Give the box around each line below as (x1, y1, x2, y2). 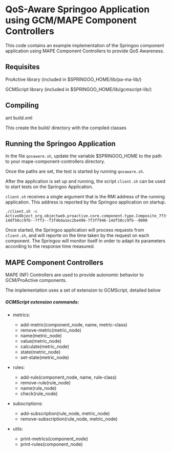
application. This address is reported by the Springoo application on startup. (5, 199, 166, 206)
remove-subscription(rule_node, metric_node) (20, 416, 118, 422)
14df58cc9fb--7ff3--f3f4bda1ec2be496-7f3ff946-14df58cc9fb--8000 (5, 218, 147, 223)
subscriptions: (12, 401, 43, 407)
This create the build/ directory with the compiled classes (5, 125, 127, 131)
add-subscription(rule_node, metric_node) (20, 410, 110, 417)
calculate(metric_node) (20, 343, 70, 350)
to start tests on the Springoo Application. (5, 183, 94, 190)
